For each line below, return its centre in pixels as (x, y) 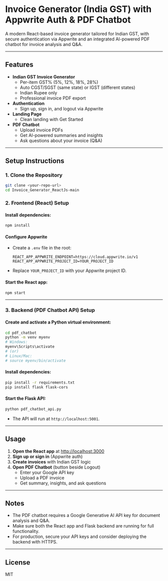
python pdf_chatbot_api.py (33, 409)
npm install (17, 225)
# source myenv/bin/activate (35, 360)
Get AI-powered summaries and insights (61, 135)
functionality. (26, 531)
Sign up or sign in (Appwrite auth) (47, 456)
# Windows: (16, 342)
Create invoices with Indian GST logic (51, 461)
